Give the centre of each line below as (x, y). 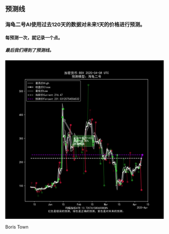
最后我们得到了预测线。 (29, 50)
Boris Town (17, 227)
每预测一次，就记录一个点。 (34, 37)
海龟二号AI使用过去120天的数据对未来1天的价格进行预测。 (75, 25)
